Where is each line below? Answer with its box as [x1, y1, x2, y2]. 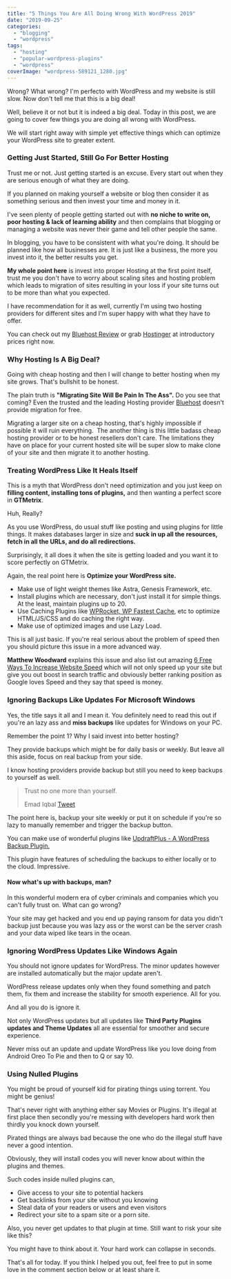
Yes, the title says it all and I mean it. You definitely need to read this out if [7, 711, 217, 719]
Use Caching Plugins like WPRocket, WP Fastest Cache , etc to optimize [17, 607, 221, 615]
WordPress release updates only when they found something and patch [7, 982, 211, 991]
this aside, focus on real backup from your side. [7, 752, 143, 760]
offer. [7, 316, 23, 325]
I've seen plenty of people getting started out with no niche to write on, [7, 210, 211, 218]
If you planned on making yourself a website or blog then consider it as [7, 189, 209, 198]
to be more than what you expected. [7, 288, 110, 297]
